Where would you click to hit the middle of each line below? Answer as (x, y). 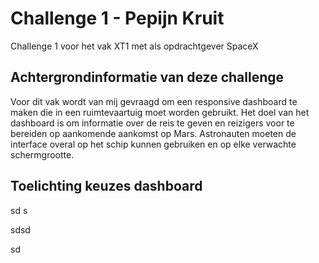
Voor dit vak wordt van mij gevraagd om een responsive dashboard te (154, 101)
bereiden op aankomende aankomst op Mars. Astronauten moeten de (153, 133)
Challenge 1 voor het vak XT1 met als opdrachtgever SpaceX (134, 46)
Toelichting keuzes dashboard (106, 186)
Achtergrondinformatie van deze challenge (147, 77)
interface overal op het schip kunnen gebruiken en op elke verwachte (153, 144)
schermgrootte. (42, 154)
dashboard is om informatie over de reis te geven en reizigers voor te (152, 123)
